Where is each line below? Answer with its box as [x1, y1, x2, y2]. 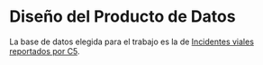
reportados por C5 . [9, 45, 80, 56]
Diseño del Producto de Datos [9, 6, 236, 27]
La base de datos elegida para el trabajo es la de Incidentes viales [9, 36, 255, 47]
